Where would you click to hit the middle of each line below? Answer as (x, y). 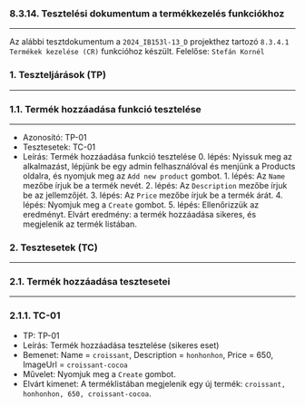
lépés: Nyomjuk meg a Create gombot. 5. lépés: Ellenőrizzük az (141, 204)
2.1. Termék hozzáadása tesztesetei (90, 282)
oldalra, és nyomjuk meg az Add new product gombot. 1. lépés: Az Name (154, 176)
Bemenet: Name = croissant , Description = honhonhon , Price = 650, (148, 354)
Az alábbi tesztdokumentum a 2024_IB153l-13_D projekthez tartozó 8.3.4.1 (149, 42)
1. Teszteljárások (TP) (58, 75)
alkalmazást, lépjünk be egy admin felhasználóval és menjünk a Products (159, 166)
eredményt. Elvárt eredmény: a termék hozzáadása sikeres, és (139, 214)
